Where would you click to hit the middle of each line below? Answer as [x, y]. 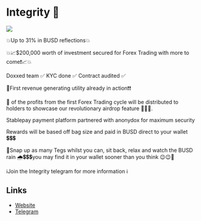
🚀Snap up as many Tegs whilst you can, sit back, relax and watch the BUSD [100, 150]
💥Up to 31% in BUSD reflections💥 [48, 40]
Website [25, 205]
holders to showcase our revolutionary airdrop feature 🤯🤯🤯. [79, 108]
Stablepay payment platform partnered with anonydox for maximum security [100, 120]
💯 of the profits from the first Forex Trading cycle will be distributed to [92, 102]
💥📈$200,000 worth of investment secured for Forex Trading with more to [98, 52]
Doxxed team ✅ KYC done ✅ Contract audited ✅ [66, 75]
